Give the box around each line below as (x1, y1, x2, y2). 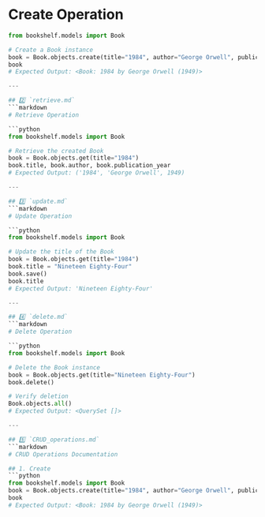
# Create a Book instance (8, 46, 93, 54)
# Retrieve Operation (8, 111, 80, 119)
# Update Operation (8, 212, 73, 220)
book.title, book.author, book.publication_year (8, 162, 171, 170)
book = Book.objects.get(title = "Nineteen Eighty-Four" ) (8, 371, 196, 379)
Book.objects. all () (8, 400, 73, 408)
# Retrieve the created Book (8, 147, 104, 155)
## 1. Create (8, 464, 51, 473)
